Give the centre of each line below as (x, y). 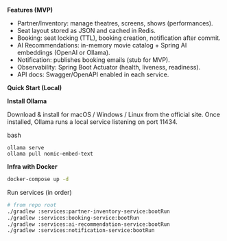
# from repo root (32, 205)
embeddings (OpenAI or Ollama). (64, 52)
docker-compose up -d (38, 179)
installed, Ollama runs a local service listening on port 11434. (93, 122)
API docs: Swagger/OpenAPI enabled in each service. (93, 74)
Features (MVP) (30, 10)
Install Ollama (27, 101)
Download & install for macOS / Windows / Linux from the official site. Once (114, 114)
